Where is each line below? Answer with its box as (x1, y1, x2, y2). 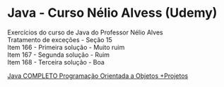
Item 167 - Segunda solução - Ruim (7, 51, 110, 59)
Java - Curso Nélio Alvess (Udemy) (7, 5, 218, 21)
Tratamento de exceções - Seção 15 (7, 35, 113, 43)
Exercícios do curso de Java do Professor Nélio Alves (7, 28, 164, 36)
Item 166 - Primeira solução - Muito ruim (7, 43, 125, 51)
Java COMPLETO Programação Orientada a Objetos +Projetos (7, 72, 189, 80)
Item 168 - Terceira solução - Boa (7, 58, 105, 66)
